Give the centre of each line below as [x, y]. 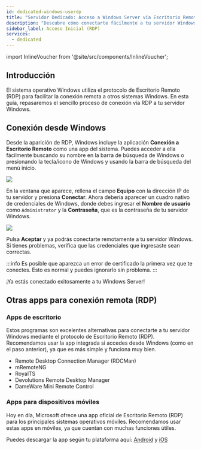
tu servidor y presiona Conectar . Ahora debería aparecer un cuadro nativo [98, 197]
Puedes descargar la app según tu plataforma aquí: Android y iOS [87, 439]
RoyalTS [25, 374]
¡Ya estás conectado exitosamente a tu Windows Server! [76, 281]
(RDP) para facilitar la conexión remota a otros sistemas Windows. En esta [98, 96]
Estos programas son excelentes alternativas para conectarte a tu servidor [98, 330]
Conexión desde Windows [56, 128]
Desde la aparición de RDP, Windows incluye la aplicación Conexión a [93, 142]
